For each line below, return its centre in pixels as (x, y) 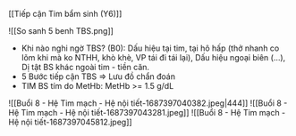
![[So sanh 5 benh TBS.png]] (61, 31)
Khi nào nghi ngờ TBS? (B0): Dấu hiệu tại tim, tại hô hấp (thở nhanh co (150, 48)
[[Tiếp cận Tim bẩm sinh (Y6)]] (65, 14)
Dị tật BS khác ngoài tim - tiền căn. (85, 67)
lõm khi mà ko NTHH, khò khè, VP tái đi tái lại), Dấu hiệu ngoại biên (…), (153, 57)
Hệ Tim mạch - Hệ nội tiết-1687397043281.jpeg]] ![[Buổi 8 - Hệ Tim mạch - (147, 112)
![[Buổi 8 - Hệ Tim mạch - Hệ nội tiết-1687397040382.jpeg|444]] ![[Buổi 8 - (148, 103)
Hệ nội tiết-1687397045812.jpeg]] (70, 122)
